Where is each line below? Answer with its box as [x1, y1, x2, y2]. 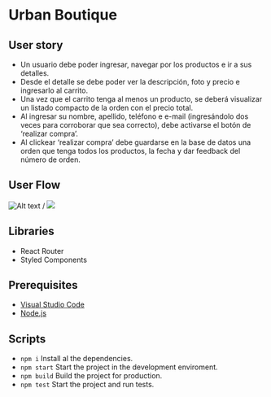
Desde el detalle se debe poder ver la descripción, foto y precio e [20, 77, 240, 86]
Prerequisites [8, 278, 78, 292]
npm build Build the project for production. [20, 371, 163, 381]
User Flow [8, 178, 61, 192]
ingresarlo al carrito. [20, 85, 89, 95]
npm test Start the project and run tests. [20, 380, 155, 390]
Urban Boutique [8, 6, 118, 24]
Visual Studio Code [20, 299, 85, 310]
